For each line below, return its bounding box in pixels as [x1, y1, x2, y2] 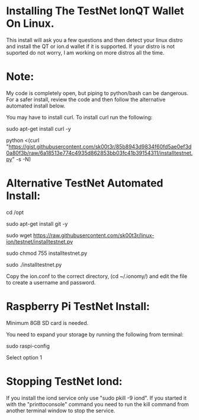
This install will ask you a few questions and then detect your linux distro [6, 36, 183, 43]
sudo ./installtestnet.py [6, 261, 62, 268]
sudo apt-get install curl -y [6, 125, 71, 132]
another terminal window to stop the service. [6, 407, 115, 414]
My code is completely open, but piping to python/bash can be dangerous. [6, 89, 188, 96]
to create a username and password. [6, 279, 96, 286]
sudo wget [6, 232, 33, 239]
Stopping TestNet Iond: [6, 374, 123, 388]
